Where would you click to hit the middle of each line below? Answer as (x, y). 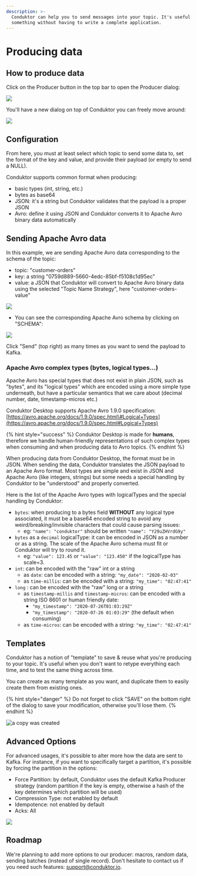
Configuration (32, 139)
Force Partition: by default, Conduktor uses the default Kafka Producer (100, 779)
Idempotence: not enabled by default (59, 804)
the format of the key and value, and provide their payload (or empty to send (99, 160)
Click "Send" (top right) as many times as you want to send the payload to (96, 346)
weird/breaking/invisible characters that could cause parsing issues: (97, 525)
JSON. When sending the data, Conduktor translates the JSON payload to (96, 464)
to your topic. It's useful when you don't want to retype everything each (93, 664)
